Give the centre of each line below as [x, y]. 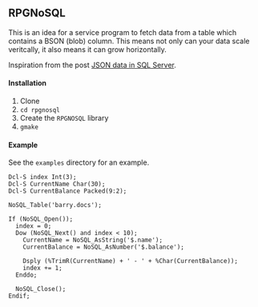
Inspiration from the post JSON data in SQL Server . [92, 65]
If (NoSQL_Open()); [41, 219]
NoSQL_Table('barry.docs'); [55, 205]
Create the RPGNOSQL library [64, 118]
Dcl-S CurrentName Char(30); [57, 184]
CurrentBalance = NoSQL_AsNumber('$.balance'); [103, 247]
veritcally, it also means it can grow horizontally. [87, 49]
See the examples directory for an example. [79, 162]
